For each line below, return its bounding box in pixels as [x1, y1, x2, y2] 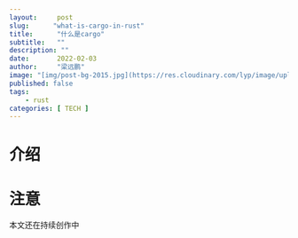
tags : [9, 87, 29, 96]
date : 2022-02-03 [9, 54, 98, 63]
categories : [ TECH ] [9, 104, 90, 113]
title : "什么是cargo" [9, 29, 105, 38]
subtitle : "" [9, 37, 66, 47]
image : [9, 71, 34, 80]
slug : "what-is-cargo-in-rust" [9, 21, 145, 30]
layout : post [9, 12, 74, 22]
